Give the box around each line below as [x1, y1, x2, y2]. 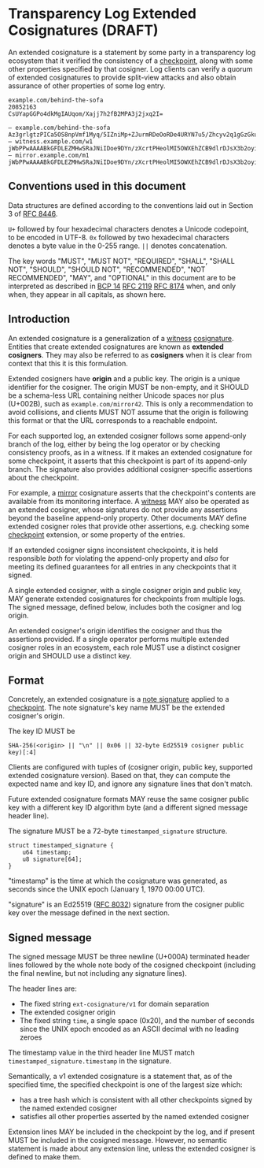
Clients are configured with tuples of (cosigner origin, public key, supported [8, 762, 253, 772]
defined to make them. [8, 1152, 81, 1162]
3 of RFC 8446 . [8, 209, 58, 218]
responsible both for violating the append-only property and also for [8, 553, 229, 563]
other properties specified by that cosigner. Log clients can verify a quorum [8, 64, 253, 73]
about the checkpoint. [8, 473, 79, 482]
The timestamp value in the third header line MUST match [8, 1048, 195, 1058]
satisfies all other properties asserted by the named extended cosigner [19, 1112, 250, 1122]
